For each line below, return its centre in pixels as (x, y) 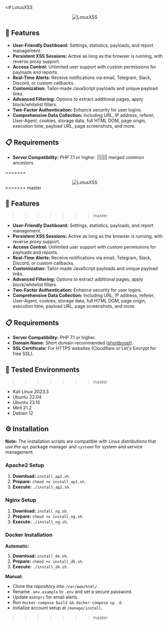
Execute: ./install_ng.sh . (40, 522)
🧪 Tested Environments (42, 369)
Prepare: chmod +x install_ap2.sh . (49, 482)
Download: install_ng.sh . (40, 511)
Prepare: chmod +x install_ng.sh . (48, 517)
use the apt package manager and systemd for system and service (74, 446)
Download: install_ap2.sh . (41, 476)
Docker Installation (29, 535)
